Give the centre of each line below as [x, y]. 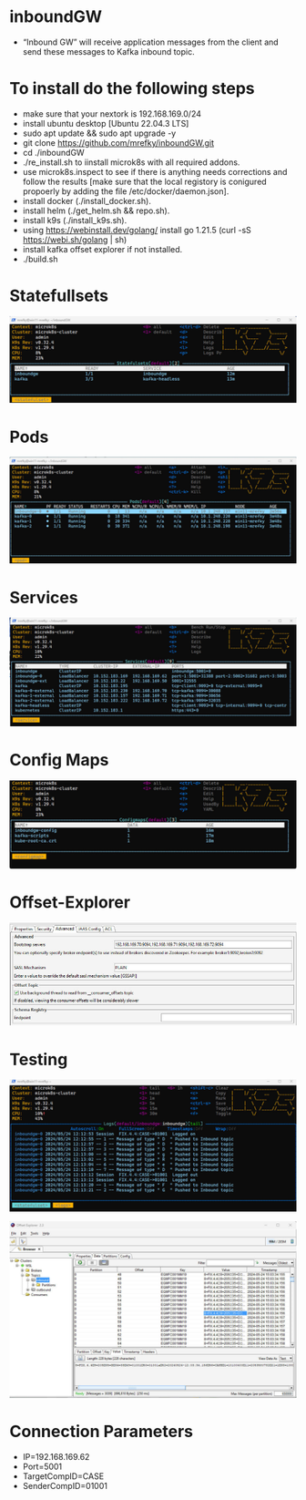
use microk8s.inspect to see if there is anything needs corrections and [155, 171]
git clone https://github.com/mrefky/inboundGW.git [118, 142]
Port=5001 [42, 1466]
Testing [39, 1059]
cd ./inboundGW [53, 152]
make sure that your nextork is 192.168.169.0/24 [112, 113]
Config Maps [59, 760]
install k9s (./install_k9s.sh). [75, 220]
